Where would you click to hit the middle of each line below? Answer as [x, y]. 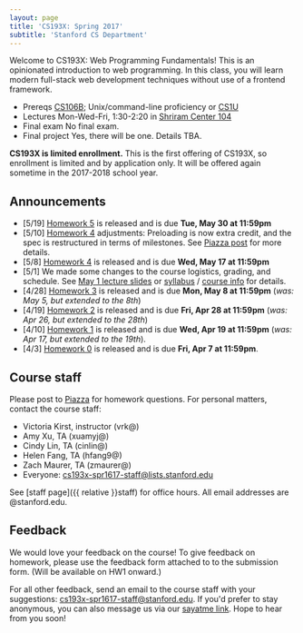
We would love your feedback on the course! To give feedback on [132, 552]
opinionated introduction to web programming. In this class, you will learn [147, 70]
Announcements [58, 201]
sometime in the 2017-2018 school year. [84, 173]
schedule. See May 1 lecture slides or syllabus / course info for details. [154, 282]
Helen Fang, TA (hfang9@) [72, 455]
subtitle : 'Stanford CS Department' [78, 35]
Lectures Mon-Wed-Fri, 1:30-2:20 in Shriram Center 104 [127, 117]
